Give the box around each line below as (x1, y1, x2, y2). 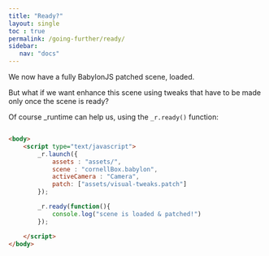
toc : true (8, 27, 46, 35)
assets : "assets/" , (51, 158, 122, 166)
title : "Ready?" (8, 11, 63, 20)
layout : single (8, 20, 60, 28)
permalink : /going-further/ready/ (8, 34, 126, 43)
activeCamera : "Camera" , (51, 172, 140, 181)
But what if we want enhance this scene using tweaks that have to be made (8, 88, 262, 98)
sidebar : (8, 42, 38, 50)
